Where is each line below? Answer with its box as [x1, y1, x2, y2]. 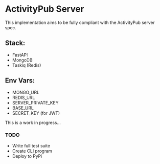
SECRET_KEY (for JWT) [12, 110, 60, 116]
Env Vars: [5, 77, 35, 85]
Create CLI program [12, 148, 52, 154]
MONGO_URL [12, 89, 40, 95]
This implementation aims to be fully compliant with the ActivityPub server [5, 20, 155, 25]
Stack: [5, 39, 25, 47]
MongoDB [12, 57, 33, 63]
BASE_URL [12, 105, 34, 111]
